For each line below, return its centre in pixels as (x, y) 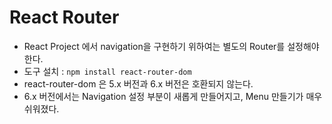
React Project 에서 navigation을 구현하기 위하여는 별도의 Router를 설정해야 (171, 46)
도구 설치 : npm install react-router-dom (107, 71)
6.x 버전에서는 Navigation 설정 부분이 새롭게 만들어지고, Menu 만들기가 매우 (173, 96)
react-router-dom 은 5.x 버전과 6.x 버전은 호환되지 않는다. (138, 83)
